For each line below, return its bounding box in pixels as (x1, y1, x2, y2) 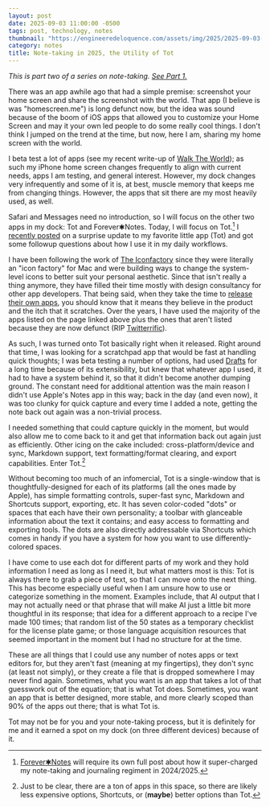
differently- (215, 533, 252, 543)
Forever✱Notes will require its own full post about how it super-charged (19, 757, 259, 767)
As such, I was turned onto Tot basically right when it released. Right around (8, 339, 261, 348)
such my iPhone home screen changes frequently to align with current (8, 163, 241, 171)
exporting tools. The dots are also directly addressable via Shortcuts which (8, 525, 256, 535)
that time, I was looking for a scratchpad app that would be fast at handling (8, 347, 256, 356)
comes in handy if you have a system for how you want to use (8, 533, 214, 543)
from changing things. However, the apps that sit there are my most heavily (8, 188, 257, 197)
